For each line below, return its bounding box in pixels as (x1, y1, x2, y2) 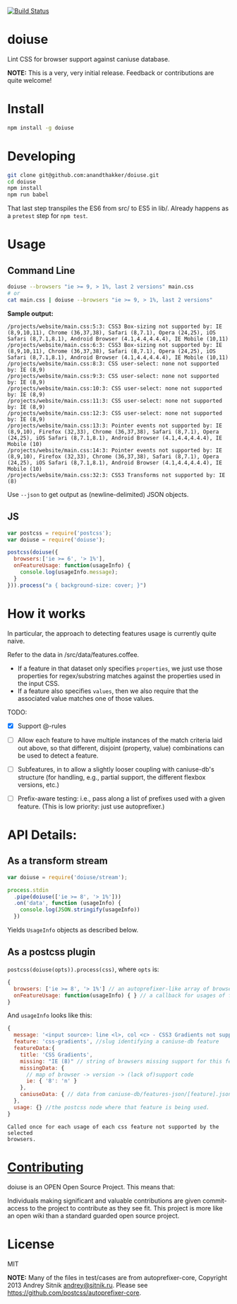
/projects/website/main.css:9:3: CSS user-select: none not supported (7, 372, 219, 379)
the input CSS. (17, 679, 60, 687)
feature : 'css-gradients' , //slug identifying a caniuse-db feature (13, 1038, 219, 1046)
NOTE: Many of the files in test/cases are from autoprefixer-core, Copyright (7, 1273, 228, 1281)
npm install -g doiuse (7, 124, 74, 131)
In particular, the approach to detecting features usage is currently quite (7, 629, 217, 637)
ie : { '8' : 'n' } (25, 1077, 78, 1085)
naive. (7, 636, 25, 645)
